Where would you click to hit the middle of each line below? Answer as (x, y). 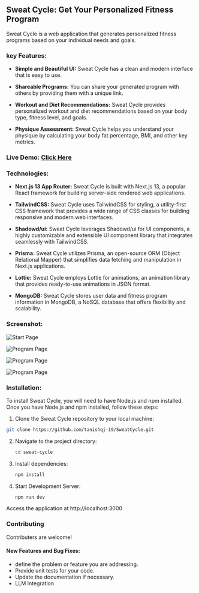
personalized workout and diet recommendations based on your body (101, 111)
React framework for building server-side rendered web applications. (100, 193)
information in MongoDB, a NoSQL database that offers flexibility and (100, 302)
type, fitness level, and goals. (51, 118)
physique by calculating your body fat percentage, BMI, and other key (101, 136)
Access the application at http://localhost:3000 (64, 508)
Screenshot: (25, 324)
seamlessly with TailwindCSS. (52, 242)
